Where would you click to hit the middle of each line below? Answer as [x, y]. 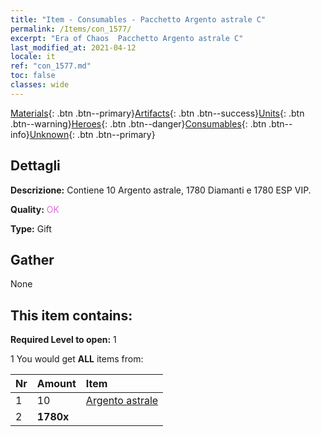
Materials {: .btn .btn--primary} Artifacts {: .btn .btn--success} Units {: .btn [157, 113]
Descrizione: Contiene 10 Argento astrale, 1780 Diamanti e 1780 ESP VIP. [161, 190]
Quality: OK [35, 209]
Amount [56, 384]
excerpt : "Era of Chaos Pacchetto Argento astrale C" [127, 38]
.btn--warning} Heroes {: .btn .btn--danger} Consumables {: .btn [138, 123]
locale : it [33, 57]
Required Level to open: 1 [63, 340]
